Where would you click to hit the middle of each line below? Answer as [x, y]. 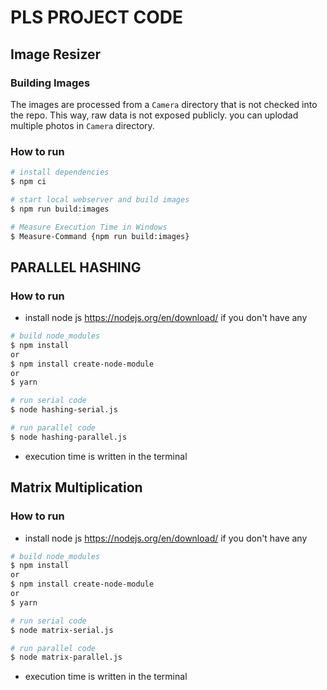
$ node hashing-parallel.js [69, 437]
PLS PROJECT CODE [96, 17]
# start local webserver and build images [100, 199]
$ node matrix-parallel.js [66, 657]
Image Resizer [56, 54]
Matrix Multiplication [76, 487]
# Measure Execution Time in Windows [89, 227]
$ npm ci [28, 182]
